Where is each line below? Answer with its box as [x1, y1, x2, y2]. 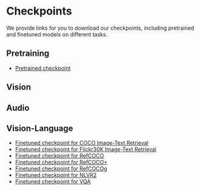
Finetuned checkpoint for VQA [15, 178, 91, 186]
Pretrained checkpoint [15, 64, 71, 72]
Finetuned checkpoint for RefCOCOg [15, 165, 107, 172]
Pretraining [6, 49, 50, 59]
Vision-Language [6, 123, 74, 133]
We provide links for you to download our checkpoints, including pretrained [6, 24, 195, 32]
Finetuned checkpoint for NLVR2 [15, 172, 97, 179]
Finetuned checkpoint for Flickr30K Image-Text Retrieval [15, 146, 156, 153]
